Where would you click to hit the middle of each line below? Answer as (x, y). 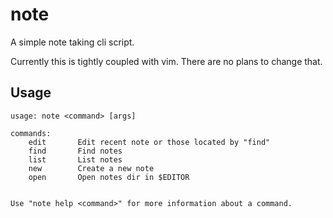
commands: (31, 133)
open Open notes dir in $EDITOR (109, 177)
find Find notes (75, 151)
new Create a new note (91, 168)
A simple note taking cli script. (72, 42)
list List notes (75, 159)
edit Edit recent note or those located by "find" (149, 142)
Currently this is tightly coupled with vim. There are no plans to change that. (166, 61)
